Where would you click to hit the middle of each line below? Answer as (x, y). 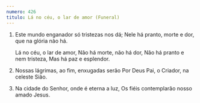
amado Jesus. (32, 95)
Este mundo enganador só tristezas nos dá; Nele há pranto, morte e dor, (105, 34)
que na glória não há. (41, 41)
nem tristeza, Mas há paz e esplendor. (62, 59)
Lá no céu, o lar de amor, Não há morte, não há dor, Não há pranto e (100, 52)
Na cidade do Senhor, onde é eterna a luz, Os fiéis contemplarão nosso (104, 88)
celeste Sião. (31, 77)
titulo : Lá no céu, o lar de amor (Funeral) (63, 17)
